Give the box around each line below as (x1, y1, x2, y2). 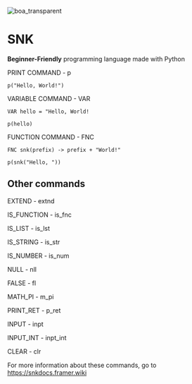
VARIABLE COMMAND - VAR (7, 94, 91, 102)
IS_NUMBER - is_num (7, 251, 70, 260)
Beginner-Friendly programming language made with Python (7, 54, 185, 63)
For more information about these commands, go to (7, 361, 157, 369)
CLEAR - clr (7, 347, 41, 356)
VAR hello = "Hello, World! (7, 108, 90, 115)
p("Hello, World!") (7, 82, 65, 89)
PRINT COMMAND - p (7, 68, 72, 77)
